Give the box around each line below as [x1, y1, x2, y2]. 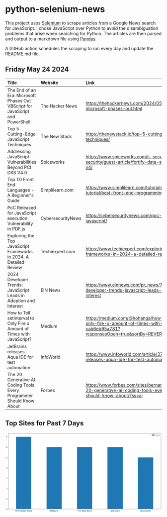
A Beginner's [7, 193, 34, 199]
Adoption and [7, 298, 35, 304]
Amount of [7, 326, 29, 332]
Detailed [7, 259, 25, 265]
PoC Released [7, 205, 36, 210]
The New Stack [40, 133, 72, 140]
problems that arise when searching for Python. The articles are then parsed [5, 30, 162, 36]
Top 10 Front [7, 177, 34, 183]
